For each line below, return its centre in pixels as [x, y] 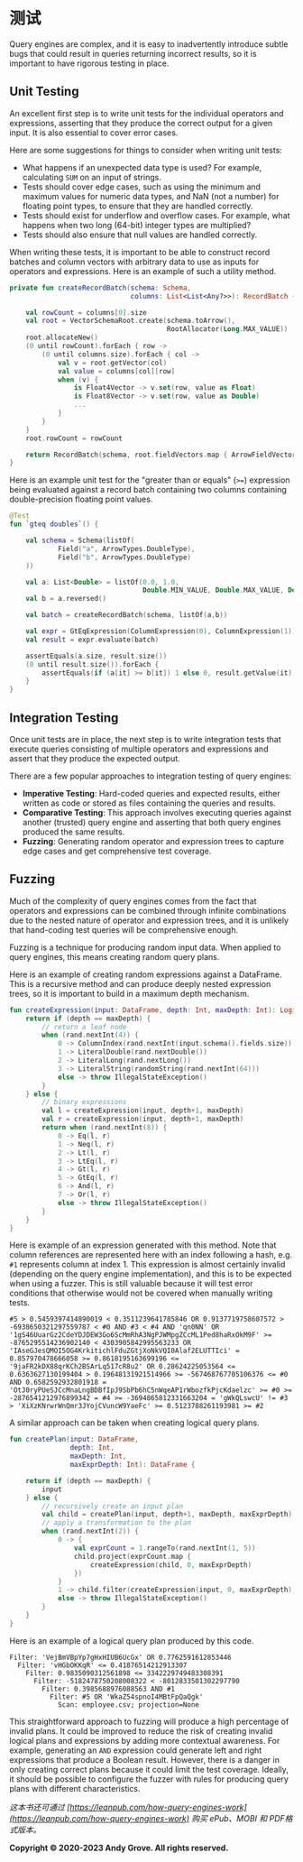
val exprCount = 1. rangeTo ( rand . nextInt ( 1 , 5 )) [165, 1548]
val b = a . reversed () [66, 599]
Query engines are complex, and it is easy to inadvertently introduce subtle [149, 44]
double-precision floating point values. [81, 499]
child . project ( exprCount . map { [133, 1556]
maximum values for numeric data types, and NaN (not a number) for [151, 196]
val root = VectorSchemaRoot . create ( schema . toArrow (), [131, 321]
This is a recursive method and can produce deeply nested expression [140, 983]
